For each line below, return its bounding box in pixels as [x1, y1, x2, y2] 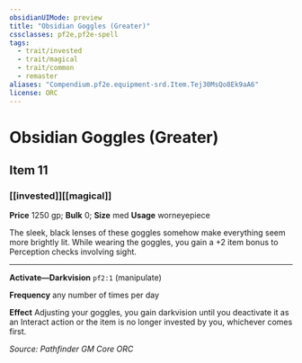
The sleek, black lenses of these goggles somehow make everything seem [9, 227, 286, 238]
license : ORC [9, 88, 58, 97]
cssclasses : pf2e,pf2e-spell [9, 30, 119, 39]
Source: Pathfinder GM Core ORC [9, 343, 134, 355]
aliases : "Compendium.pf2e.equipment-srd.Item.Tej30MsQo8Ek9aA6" [9, 80, 259, 89]
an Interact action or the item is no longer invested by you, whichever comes [9, 316, 293, 328]
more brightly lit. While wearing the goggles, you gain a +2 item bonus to [9, 237, 279, 248]
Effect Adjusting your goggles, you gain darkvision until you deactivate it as [9, 307, 289, 318]
